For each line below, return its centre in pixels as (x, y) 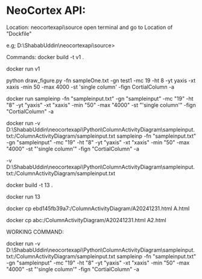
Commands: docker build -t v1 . (45, 57)
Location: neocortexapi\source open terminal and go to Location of (90, 27)
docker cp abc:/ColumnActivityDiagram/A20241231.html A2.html (87, 220)
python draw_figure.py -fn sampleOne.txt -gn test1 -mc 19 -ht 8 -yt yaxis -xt (101, 80)
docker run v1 (23, 69)
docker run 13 (23, 196)
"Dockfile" (19, 33)
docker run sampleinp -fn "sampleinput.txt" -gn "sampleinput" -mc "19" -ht (100, 98)
